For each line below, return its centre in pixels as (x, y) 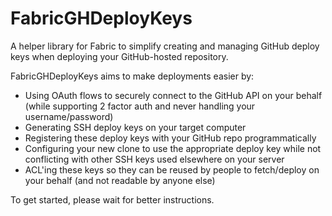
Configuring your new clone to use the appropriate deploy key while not (173, 148)
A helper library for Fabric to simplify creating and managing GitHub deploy (165, 46)
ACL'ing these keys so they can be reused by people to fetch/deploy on (172, 169)
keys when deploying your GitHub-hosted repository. (119, 56)
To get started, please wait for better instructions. (112, 199)
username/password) (69, 116)
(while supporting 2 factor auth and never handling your (140, 106)
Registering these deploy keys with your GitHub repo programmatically (170, 138)
